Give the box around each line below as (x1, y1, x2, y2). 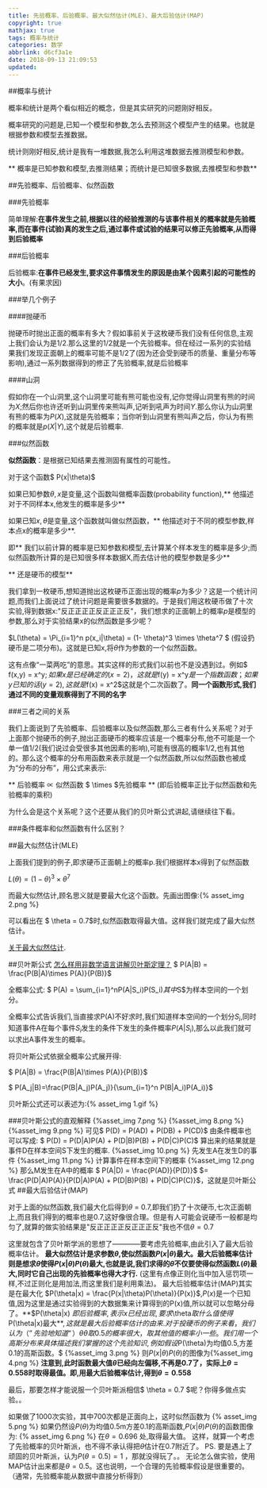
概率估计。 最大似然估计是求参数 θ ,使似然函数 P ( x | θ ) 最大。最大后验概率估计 (8, 1249, 254, 1259)
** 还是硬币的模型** (8, 569, 73, 579)
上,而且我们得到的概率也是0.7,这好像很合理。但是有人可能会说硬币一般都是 (8, 1212, 251, 1221)
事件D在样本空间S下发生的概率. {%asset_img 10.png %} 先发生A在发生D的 (8, 1146, 251, 1155)
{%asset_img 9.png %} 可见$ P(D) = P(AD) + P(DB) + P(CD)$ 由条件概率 (8, 1126, 245, 1135)
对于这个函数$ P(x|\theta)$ (8, 472, 96, 481)
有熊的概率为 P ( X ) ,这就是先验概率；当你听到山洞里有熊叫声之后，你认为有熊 (8, 411, 254, 421)
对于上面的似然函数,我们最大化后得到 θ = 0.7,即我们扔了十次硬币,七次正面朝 (8, 1202, 252, 1212)
